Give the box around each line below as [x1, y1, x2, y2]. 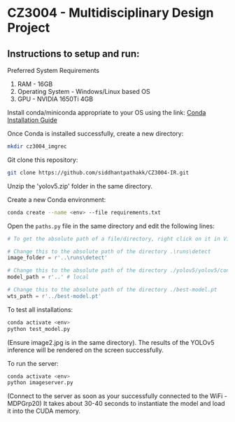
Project [7, 20, 50, 36]
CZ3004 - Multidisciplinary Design [7, 5, 214, 21]
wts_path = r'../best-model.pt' [7, 292, 101, 299]
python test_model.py [7, 325, 71, 332]
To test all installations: [7, 305, 73, 313]
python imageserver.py [7, 379, 73, 386]
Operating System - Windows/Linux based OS [17, 88, 150, 95]
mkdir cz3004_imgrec [7, 143, 68, 150]
